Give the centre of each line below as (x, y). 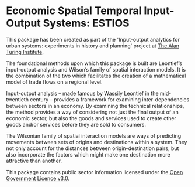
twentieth (18, 99)
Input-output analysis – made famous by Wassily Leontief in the (82, 93)
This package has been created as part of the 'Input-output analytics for (93, 39)
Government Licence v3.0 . (38, 178)
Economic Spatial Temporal (74, 11)
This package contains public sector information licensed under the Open (95, 172)
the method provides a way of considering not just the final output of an (93, 112)
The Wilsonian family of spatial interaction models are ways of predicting (94, 135)
